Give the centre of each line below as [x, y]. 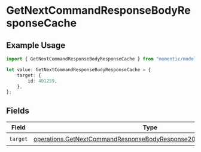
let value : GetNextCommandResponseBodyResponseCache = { [79, 69]
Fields [18, 110]
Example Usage [36, 45]
